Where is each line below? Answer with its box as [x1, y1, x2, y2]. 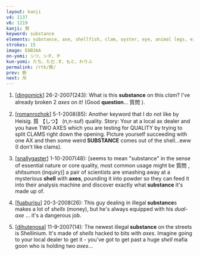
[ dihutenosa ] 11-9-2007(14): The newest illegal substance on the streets [14, 223, 192, 231]
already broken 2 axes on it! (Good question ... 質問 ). [14, 99, 145, 106]
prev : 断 [6, 70, 27, 76]
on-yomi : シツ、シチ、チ [6, 53, 61, 59]
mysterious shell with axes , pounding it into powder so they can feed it [14, 175, 189, 182]
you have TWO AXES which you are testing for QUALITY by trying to [14, 125, 183, 132]
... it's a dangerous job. [25, 212, 82, 219]
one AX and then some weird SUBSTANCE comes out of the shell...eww [14, 137, 192, 144]
